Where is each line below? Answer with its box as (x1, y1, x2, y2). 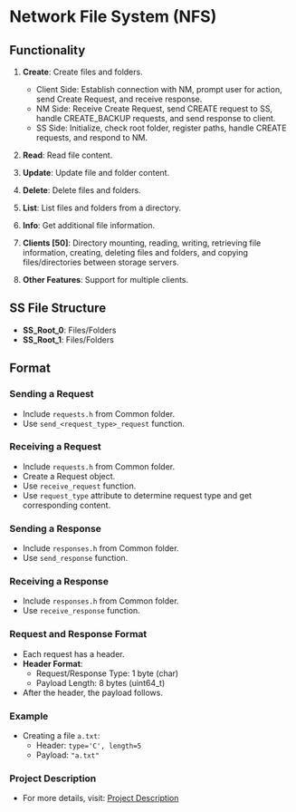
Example (9, 710, 49, 722)
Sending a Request (9, 388, 94, 401)
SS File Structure (9, 301, 107, 316)
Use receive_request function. (22, 480, 137, 491)
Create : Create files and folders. (22, 66, 143, 77)
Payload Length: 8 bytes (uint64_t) (35, 677, 166, 688)
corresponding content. (22, 499, 111, 510)
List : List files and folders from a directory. (22, 202, 182, 213)
